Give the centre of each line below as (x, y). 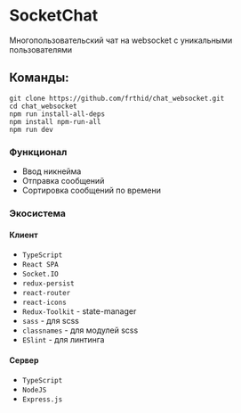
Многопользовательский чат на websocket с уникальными (121, 40)
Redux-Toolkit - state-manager (79, 311)
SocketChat (54, 16)
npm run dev (31, 129)
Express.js (42, 400)
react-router (46, 293)
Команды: (39, 78)
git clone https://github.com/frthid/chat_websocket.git (117, 98)
